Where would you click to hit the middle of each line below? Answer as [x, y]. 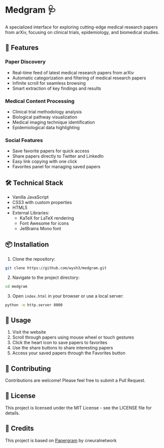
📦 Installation [27, 245]
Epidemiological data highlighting [46, 127]
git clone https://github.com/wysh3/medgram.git [56, 268]
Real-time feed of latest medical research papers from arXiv [73, 72]
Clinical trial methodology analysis [47, 111]
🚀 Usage [18, 320]
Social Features [24, 140]
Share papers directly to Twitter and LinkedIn [58, 156]
